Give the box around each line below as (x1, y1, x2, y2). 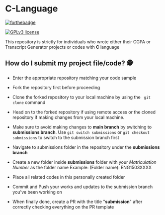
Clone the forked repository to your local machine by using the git (12, 94, 151, 100)
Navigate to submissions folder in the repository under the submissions (12, 144, 160, 150)
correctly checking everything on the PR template (12, 204, 114, 210)
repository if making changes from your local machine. (12, 114, 125, 120)
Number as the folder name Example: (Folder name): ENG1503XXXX (12, 164, 152, 170)
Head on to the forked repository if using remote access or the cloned (12, 109, 156, 115)
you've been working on (12, 189, 62, 195)
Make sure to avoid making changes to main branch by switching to (12, 124, 152, 130)
